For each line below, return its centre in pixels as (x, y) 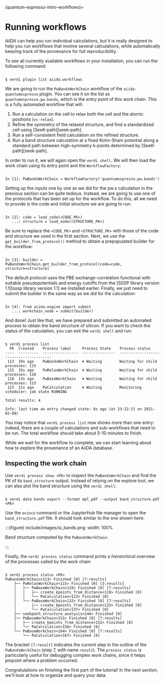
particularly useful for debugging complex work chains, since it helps (75, 655)
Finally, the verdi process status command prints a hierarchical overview (80, 556)
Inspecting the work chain (46, 463)
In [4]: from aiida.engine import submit (48, 307)
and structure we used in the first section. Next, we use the (65, 236)
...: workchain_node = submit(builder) (52, 311)
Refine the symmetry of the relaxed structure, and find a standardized (83, 124)
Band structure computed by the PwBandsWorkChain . (57, 537)
